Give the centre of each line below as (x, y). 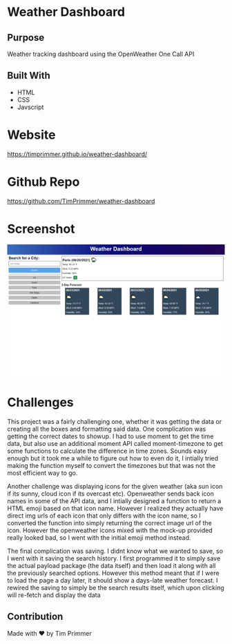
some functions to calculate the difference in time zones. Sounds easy (107, 451)
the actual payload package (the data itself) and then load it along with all (112, 565)
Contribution (35, 617)
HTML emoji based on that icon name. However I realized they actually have (115, 508)
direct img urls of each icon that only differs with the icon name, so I (104, 516)
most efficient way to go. (42, 473)
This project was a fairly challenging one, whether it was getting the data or (115, 421)
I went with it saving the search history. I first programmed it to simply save (114, 558)
